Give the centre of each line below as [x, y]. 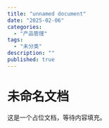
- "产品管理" [31, 33]
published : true [31, 60]
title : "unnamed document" [47, 14]
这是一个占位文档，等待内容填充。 [57, 117]
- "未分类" [28, 46]
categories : [25, 27]
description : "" [31, 53]
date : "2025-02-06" [36, 20]
